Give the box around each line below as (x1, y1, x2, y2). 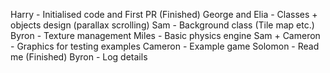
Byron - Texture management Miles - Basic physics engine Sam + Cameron (10, 30, 321, 41)
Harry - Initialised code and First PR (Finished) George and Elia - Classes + (10, 9, 318, 20)
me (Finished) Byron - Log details (10, 51, 148, 63)
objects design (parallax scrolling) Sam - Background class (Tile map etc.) (10, 19, 315, 31)
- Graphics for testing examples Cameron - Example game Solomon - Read (10, 40, 320, 52)
